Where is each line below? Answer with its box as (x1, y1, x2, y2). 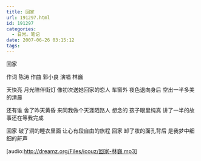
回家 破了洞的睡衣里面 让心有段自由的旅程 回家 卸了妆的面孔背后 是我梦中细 (6, 127, 195, 134)
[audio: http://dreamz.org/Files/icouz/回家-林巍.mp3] (6, 147, 138, 155)
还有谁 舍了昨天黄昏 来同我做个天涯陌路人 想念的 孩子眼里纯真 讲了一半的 (6, 106, 189, 114)
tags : (6, 43, 20, 49)
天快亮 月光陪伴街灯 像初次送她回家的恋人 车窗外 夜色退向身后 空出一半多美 (6, 86, 195, 93)
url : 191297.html (6, 15, 50, 21)
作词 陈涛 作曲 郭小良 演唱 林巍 (6, 73, 83, 80)
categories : (6, 26, 36, 32)
